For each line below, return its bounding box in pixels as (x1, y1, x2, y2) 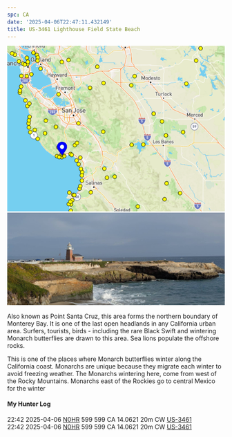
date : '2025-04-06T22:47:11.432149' (7, 18, 113, 26)
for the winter (7, 384, 46, 392)
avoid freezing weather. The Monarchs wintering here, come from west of (7, 369, 217, 378)
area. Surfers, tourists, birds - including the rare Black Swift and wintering (7, 326, 217, 335)
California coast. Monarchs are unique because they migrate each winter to (7, 362, 222, 370)
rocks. (7, 341, 26, 349)
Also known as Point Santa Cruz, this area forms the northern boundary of (7, 312, 218, 320)
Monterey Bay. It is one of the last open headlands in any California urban (7, 319, 216, 328)
